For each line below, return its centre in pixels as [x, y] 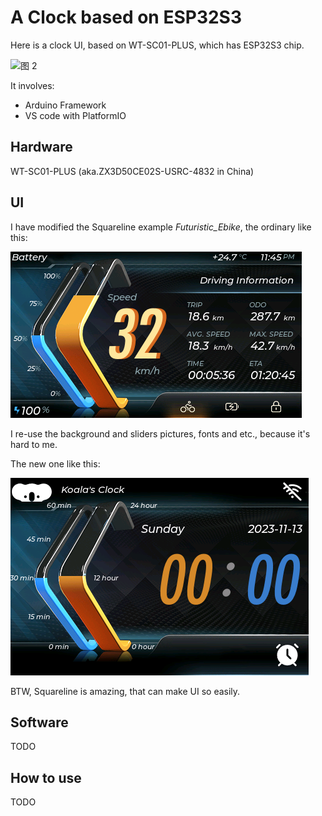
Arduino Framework [65, 105]
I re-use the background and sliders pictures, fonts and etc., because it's [160, 433]
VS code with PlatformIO [75, 115]
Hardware [41, 147]
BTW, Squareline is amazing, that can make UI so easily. [125, 691]
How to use [46, 777]
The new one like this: [55, 463]
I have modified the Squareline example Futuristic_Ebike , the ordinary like [161, 227]
